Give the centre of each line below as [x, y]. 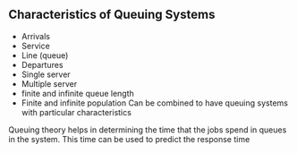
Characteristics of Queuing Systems [112, 15]
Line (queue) [45, 55]
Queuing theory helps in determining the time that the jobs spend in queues [148, 130]
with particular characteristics [76, 112]
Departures [42, 64]
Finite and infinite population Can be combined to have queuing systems [154, 103]
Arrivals [36, 36]
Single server [46, 74]
